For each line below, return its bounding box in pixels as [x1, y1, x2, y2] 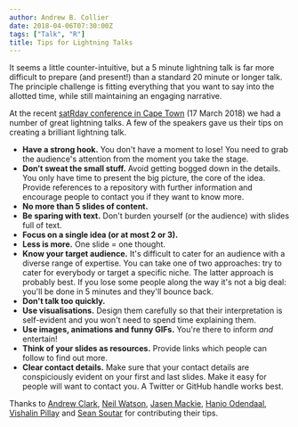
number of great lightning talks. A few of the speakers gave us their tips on [9, 118, 284, 128]
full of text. [21, 220, 62, 231]
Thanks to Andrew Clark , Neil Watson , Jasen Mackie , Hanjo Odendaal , [9, 398, 267, 409]
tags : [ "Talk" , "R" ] [9, 29, 86, 38]
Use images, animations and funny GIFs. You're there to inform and [21, 324, 274, 335]
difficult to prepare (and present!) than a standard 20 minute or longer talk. [9, 72, 283, 83]
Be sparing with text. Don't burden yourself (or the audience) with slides [21, 210, 290, 221]
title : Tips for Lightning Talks [9, 37, 133, 47]
